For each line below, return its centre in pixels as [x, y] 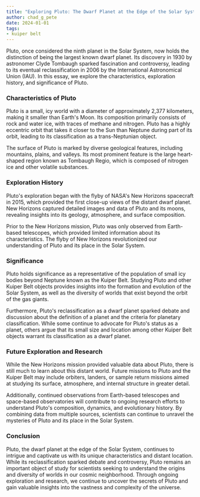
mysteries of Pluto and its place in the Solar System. [70, 421]
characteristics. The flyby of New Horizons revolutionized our [82, 239]
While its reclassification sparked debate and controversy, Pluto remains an [99, 462]
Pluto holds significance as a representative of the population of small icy [96, 274]
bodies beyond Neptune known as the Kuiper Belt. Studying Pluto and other [99, 280]
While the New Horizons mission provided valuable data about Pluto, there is [100, 364]
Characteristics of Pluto [41, 98]
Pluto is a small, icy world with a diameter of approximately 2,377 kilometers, [100, 111]
